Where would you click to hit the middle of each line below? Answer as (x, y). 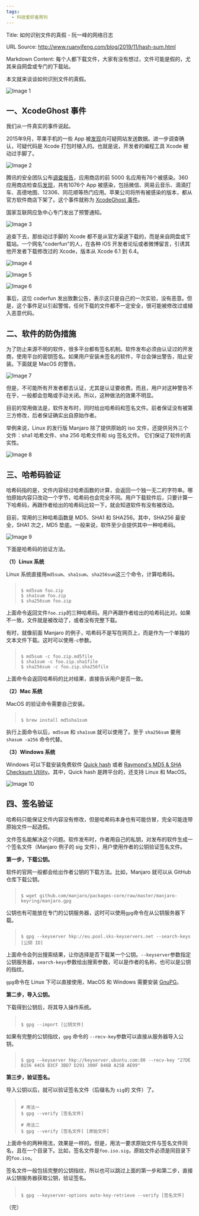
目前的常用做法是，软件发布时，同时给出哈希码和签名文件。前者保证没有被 (97, 408)
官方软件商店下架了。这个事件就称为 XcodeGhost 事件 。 (75, 200)
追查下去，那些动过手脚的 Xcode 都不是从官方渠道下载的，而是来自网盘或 (96, 236)
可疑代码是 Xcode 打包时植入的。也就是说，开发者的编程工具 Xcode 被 (102, 146)
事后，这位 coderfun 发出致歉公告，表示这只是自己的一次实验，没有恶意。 (97, 298)
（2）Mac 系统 (24, 691)
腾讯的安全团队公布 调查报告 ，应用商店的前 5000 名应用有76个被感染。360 (97, 178)
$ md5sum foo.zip (42, 590)
